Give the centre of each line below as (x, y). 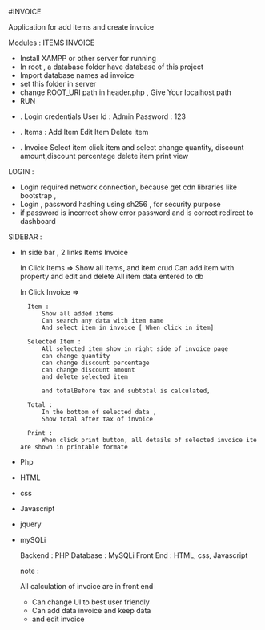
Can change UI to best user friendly (90, 602)
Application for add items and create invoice (81, 27)
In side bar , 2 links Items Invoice (74, 252)
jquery (30, 524)
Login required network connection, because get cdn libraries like (128, 187)
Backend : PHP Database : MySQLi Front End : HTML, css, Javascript (134, 555)
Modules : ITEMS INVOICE (52, 43)
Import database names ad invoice (77, 75)
